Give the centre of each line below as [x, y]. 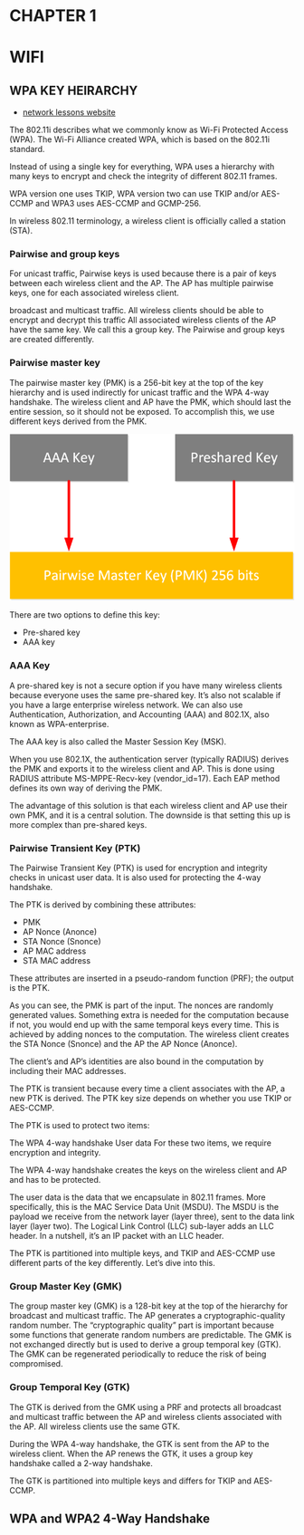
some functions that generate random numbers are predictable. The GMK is [151, 1335]
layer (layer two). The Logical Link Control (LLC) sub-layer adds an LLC [142, 1226]
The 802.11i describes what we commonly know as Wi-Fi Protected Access [149, 130]
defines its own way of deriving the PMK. [86, 788]
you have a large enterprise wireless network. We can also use [126, 705]
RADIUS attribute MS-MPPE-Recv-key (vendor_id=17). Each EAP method [145, 778]
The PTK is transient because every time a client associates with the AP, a [147, 1089]
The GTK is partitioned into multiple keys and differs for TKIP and [130, 1481]
